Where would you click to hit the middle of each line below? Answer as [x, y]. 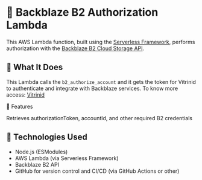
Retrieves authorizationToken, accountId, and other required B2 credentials [99, 118]
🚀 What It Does [35, 67]
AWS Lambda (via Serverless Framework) [67, 158]
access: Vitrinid [26, 95]
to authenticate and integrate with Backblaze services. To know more [92, 88]
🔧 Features [20, 106]
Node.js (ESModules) [41, 152]
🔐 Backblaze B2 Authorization [82, 12]
